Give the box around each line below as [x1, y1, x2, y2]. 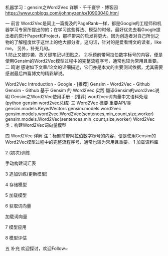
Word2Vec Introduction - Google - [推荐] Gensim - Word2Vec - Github [5, 81, 150, 87]
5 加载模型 [5, 192, 27, 198]
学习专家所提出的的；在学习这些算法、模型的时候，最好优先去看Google [9, 27, 156, 33]
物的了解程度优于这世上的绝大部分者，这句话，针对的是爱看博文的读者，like [5, 39, 162, 45]
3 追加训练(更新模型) [5, 171, 48, 177]
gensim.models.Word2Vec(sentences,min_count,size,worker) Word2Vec [5, 116, 155, 122]
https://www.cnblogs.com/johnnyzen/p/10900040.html [5, 10, 119, 16]
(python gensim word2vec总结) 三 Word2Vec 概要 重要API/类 [5, 100, 131, 106]
